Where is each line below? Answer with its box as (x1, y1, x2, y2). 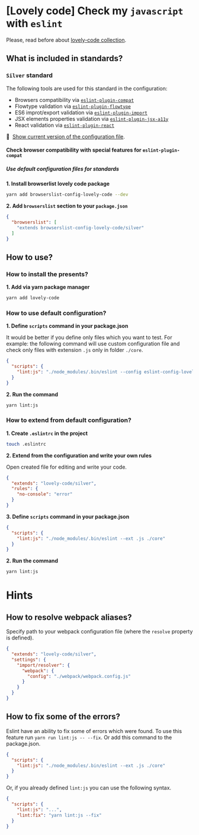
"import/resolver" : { (17, 662, 70, 668)
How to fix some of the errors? (6, 712, 120, 722)
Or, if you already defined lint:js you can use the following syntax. (6, 784, 172, 792)
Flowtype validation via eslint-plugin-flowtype (14, 103, 131, 110)
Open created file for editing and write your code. (6, 463, 127, 471)
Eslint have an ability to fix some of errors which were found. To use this (6, 727, 182, 734)
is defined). (6, 634, 34, 641)
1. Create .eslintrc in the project (6, 430, 88, 437)
